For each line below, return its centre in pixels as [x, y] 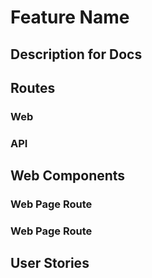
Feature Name [70, 17]
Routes [33, 87]
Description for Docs [76, 54]
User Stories [50, 263]
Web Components [68, 176]
